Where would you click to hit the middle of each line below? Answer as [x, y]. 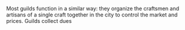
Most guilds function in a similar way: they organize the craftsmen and [93, 9]
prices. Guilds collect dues [39, 21]
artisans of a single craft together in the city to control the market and [92, 15]
